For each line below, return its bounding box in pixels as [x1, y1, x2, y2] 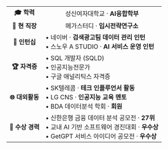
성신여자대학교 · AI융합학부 [65, 9, 139, 18]
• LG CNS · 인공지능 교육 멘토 [45, 93, 127, 101]
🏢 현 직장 [12, 21, 37, 30]
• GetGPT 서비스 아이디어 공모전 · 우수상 [45, 132, 157, 140]
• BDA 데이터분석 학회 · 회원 [45, 102, 123, 110]
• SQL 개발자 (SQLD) [45, 54, 105, 62]
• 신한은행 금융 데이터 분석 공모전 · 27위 [45, 113, 155, 122]
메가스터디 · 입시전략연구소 [65, 21, 139, 30]
